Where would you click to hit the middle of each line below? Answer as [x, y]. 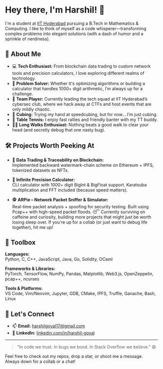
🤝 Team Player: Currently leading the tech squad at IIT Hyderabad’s [80, 99]
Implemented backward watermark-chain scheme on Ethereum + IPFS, [83, 165]
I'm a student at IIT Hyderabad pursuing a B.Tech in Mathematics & [72, 23]
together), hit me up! [33, 227]
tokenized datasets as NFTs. [40, 170]
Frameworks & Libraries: [30, 268]
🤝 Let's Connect [30, 314]
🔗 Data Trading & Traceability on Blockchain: [58, 160]
